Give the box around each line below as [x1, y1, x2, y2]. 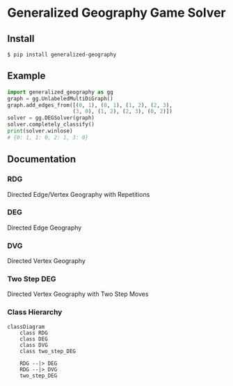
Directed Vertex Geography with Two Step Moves [7, 290, 149, 298]
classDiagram [7, 323, 45, 330]
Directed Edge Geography [7, 223, 82, 232]
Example [7, 70, 46, 82]
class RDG [19, 329, 49, 336]
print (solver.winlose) [7, 128, 73, 135]
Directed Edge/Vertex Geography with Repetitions [7, 190, 150, 198]
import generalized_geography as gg [7, 89, 113, 96]
